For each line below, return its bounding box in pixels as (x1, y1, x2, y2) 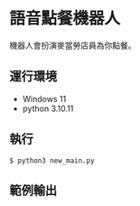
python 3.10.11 (22, 103, 74, 114)
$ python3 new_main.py (9, 155, 95, 165)
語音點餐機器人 (9, 8, 121, 29)
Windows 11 (22, 93, 67, 104)
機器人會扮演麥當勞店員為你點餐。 (9, 40, 136, 51)
